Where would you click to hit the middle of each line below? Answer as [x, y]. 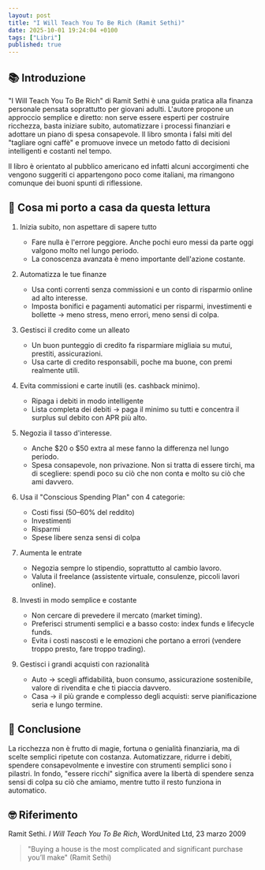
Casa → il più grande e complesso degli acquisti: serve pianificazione [144, 696]
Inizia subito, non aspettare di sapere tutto [88, 226]
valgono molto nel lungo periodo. [85, 250]
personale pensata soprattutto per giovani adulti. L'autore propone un [121, 109]
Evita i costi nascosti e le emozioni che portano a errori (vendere [136, 640]
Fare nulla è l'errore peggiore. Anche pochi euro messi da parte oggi [142, 242]
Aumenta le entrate [51, 552]
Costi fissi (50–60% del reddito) [83, 512]
